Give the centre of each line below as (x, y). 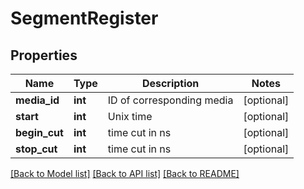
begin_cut (39, 132)
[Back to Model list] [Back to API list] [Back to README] (125, 173)
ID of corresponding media (170, 100)
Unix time (130, 116)
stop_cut (36, 149)
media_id (37, 100)
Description (170, 83)
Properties (44, 55)
